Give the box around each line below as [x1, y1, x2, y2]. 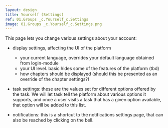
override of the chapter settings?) [20, 76, 90, 82]
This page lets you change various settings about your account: [5, 35, 137, 41]
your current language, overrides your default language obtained [20, 55, 154, 61]
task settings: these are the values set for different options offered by [12, 86, 156, 92]
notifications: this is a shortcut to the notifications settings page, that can [12, 112, 163, 118]
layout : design [5, 7, 37, 13]
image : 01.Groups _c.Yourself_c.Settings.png [5, 21, 102, 27]
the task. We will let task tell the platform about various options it [12, 91, 146, 97]
